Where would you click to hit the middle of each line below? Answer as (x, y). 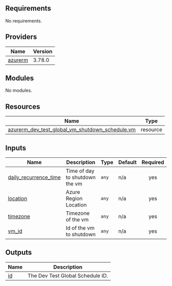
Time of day (80, 171)
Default (128, 162)
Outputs (19, 252)
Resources (23, 106)
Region (74, 198)
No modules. (19, 90)
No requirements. (24, 21)
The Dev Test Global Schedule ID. (68, 275)
